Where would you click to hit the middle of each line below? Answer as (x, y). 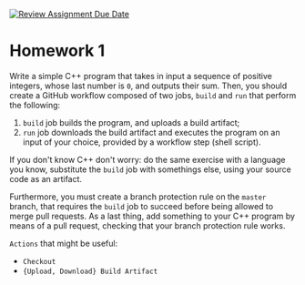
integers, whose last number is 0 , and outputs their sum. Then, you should (148, 86)
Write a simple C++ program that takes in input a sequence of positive (141, 76)
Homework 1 (57, 51)
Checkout (39, 261)
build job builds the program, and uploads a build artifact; (131, 122)
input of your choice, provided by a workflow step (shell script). (142, 142)
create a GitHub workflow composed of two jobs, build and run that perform (153, 95)
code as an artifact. (46, 178)
